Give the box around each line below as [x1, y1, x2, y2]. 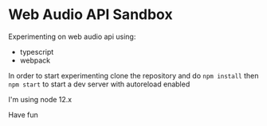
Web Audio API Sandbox [8, 6, 173, 24]
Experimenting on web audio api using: [8, 32, 136, 41]
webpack [19, 55, 50, 65]
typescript [19, 47, 54, 56]
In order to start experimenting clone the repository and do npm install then [8, 71, 259, 80]
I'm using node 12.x [8, 94, 73, 104]
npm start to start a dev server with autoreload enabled [8, 79, 190, 89]
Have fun [8, 109, 38, 120]
